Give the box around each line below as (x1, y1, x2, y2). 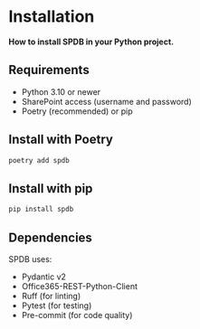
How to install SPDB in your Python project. (8, 36, 174, 47)
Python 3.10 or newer (21, 86, 101, 97)
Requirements (8, 62, 90, 78)
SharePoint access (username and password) (21, 96, 192, 107)
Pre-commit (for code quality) (21, 309, 133, 320)
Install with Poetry (8, 132, 114, 147)
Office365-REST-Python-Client (21, 280, 138, 291)
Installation (8, 6, 95, 27)
